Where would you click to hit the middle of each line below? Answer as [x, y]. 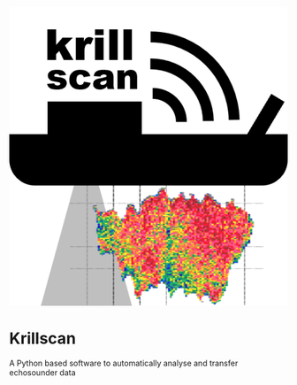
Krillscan [43, 338]
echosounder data [43, 372]
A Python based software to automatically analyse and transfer [124, 363]
